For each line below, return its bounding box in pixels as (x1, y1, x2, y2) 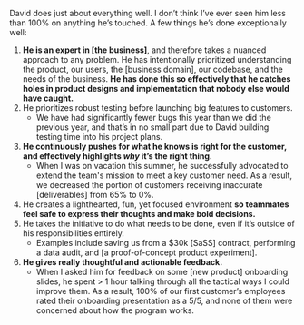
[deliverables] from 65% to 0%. (35, 190, 154, 200)
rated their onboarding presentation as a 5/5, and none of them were (35, 295, 293, 306)
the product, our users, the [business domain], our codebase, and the (22, 64, 283, 74)
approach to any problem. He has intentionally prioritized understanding (22, 54, 292, 64)
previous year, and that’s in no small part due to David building (35, 122, 270, 133)
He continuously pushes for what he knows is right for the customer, (22, 141, 288, 152)
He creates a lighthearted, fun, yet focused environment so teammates (22, 199, 289, 210)
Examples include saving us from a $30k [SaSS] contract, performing (35, 238, 296, 248)
